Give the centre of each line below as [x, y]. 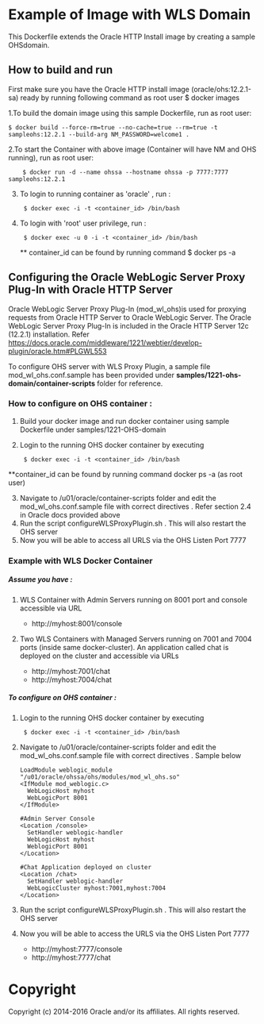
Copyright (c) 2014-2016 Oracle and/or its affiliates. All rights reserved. [124, 1011]
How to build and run [61, 70]
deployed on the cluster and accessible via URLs [99, 656]
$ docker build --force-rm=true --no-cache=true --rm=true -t [113, 127]
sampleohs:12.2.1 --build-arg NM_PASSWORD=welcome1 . [99, 134]
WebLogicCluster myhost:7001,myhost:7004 [97, 888]
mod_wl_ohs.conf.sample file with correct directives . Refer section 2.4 [135, 506]
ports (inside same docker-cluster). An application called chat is [124, 647]
